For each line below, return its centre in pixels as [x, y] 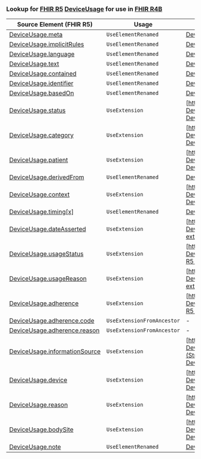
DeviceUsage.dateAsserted [48, 229]
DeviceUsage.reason [39, 405]
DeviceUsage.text [34, 64]
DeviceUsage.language [42, 54]
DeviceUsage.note [35, 447]
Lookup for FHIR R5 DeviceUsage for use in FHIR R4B [84, 9]
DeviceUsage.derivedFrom [47, 177]
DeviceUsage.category [42, 135]
